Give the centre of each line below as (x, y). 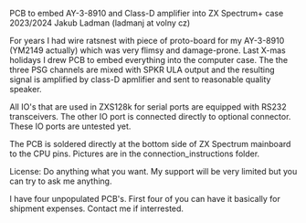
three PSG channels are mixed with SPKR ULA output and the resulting (142, 69)
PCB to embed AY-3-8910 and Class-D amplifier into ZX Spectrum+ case (147, 13)
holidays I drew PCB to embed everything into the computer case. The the (149, 60)
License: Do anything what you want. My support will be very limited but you (153, 171)
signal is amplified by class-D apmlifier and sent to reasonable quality (140, 80)
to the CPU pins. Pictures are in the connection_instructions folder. (135, 154)
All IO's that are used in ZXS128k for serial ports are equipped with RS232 (148, 107)
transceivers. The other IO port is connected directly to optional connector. (150, 117)
